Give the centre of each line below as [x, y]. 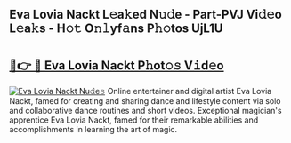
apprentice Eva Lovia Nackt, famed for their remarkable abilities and [134, 120]
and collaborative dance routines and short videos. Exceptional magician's [145, 111]
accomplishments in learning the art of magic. [93, 129]
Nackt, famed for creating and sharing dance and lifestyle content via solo [145, 101]
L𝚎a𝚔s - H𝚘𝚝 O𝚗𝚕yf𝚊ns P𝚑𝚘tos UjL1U [116, 29]
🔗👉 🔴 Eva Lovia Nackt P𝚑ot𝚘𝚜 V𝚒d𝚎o [117, 65]
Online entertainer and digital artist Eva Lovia [190, 91]
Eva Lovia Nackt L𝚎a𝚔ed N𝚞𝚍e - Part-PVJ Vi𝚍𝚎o [145, 15]
